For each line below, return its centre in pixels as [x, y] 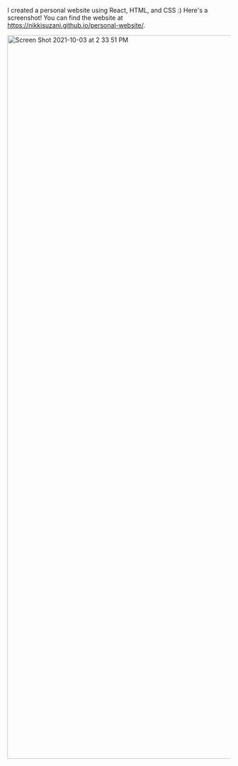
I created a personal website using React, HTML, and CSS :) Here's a [108, 10]
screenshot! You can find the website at [65, 18]
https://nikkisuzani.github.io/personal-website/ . [76, 25]
